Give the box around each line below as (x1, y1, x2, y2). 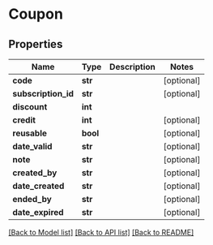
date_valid (12, 141, 53, 152)
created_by (12, 167, 58, 178)
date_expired (12, 207, 64, 217)
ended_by (12, 194, 53, 204)
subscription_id (12, 88, 75, 99)
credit (12, 114, 36, 126)
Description (109, 62, 156, 72)
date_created (12, 180, 65, 191)
